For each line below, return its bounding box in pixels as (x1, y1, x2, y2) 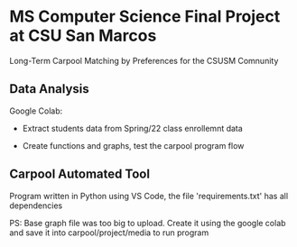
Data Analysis (9, 81, 90, 96)
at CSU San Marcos (9, 25, 157, 46)
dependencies (9, 200, 63, 211)
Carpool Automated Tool (9, 167, 151, 182)
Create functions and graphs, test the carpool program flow (22, 140, 245, 151)
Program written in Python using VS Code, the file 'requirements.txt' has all (9, 190, 289, 201)
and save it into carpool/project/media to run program (9, 227, 209, 238)
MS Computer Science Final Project (9, 6, 281, 27)
